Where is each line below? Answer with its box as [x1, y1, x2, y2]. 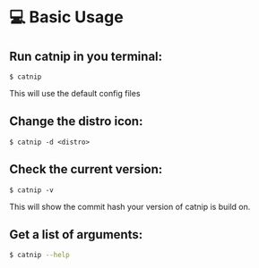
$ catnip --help [9, 251, 70, 260]
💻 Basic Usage [9, 7, 124, 28]
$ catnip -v [9, 185, 54, 195]
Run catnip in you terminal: [9, 48, 163, 63]
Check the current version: [9, 162, 163, 177]
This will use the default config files [9, 88, 141, 98]
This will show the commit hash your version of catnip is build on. [9, 201, 251, 212]
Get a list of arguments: [9, 227, 143, 242]
